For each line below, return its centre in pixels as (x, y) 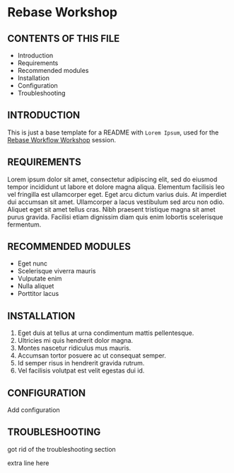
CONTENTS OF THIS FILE (64, 39)
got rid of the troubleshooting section (62, 449)
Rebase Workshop (63, 12)
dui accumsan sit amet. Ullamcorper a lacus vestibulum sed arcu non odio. (116, 202)
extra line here (28, 463)
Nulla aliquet (36, 286)
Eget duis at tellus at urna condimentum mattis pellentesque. (106, 333)
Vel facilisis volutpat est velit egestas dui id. (81, 371)
